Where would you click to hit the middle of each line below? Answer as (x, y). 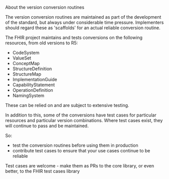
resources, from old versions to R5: (41, 43)
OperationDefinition (33, 90)
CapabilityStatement (34, 85)
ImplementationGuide (35, 79)
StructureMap (27, 74)
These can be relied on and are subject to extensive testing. (67, 105)
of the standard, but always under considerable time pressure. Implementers (84, 22)
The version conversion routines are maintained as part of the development (83, 17)
